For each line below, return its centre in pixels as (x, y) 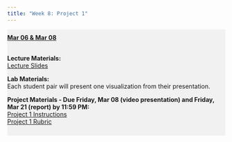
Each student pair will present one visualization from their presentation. (109, 86)
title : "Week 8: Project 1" (48, 13)
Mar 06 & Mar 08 (32, 37)
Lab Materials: (28, 79)
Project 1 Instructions (37, 114)
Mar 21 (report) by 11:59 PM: (48, 107)
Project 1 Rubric (29, 121)
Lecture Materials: (34, 58)
